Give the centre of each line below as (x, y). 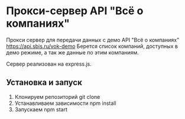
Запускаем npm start (41, 109)
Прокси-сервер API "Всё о (75, 11)
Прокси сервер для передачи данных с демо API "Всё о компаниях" (93, 40)
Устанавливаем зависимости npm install (65, 103)
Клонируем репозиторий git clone (57, 97)
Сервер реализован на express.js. (49, 64)
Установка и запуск (44, 83)
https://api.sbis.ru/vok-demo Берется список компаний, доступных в (92, 46)
